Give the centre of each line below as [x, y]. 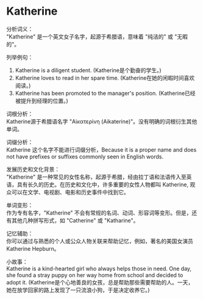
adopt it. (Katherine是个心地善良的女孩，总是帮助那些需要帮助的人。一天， [100, 282]
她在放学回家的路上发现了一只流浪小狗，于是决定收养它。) [78, 290]
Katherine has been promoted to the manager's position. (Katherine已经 [105, 93]
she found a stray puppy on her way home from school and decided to [95, 275]
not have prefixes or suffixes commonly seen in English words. [85, 157]
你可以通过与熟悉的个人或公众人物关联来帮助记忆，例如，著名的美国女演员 [100, 241]
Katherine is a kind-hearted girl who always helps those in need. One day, [99, 268]
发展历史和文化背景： [33, 169]
